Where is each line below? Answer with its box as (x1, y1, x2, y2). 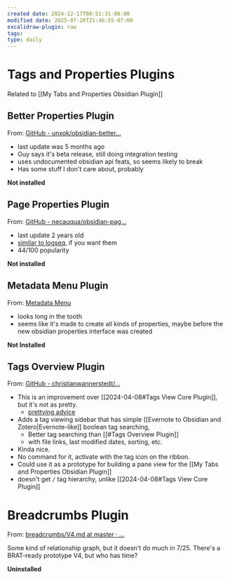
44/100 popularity (17, 246, 69, 254)
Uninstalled (7, 565, 42, 573)
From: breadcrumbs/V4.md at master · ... (7, 531, 125, 539)
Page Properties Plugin (7, 199, 110, 211)
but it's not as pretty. (17, 401, 78, 409)
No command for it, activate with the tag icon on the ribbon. (17, 453, 191, 461)
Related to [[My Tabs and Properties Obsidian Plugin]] (7, 90, 163, 98)
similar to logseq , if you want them (17, 238, 118, 246)
